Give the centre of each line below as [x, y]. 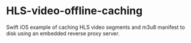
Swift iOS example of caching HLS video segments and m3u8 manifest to [95, 27]
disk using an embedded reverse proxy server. [63, 33]
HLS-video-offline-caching [74, 11]
